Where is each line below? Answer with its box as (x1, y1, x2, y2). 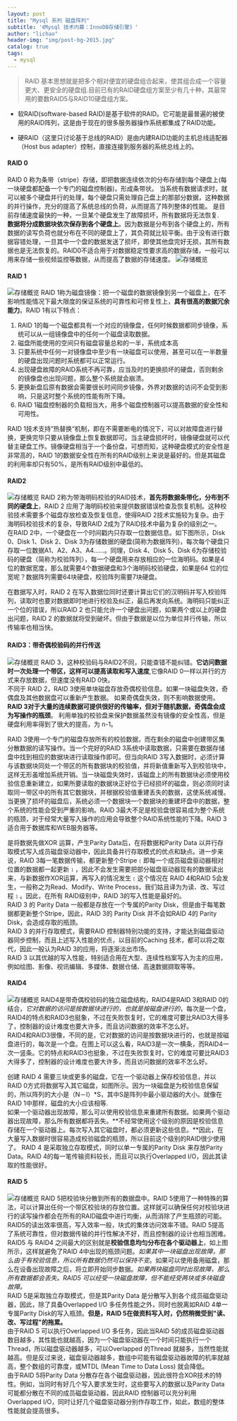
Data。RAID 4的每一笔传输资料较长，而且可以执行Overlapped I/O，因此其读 (7, 1151, 228, 1161)
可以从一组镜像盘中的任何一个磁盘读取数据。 (23, 330, 154, 338)
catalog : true (7, 43, 49, 50)
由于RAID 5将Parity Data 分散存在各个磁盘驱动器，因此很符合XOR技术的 (7, 1371, 217, 1379)
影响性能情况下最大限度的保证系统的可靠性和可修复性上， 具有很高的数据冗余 (7, 297, 230, 306)
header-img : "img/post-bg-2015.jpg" (7, 37, 115, 44)
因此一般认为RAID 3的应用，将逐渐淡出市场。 (19, 944, 152, 953)
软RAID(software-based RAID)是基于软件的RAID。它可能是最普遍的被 (17, 109, 219, 117)
